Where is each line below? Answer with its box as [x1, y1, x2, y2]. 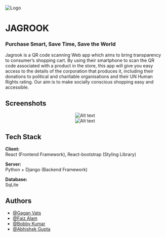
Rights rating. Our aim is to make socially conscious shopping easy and [5, 79, 154, 85]
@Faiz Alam [12, 215, 38, 221]
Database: [5, 176, 28, 182]
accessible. [5, 84, 29, 91]
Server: [5, 161, 22, 167]
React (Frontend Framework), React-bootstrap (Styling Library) [5, 151, 137, 157]
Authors [5, 196, 32, 205]
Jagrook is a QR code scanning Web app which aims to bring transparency [5, 52, 161, 58]
